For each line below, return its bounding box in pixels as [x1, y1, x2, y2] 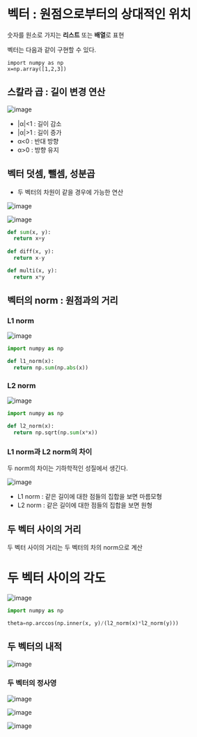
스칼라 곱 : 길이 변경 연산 [7, 86, 106, 98]
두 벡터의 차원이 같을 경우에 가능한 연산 [17, 187, 124, 196]
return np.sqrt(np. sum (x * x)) [13, 429, 98, 436]
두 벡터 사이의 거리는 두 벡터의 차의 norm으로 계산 [7, 543, 143, 552]
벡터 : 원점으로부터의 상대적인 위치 [7, 6, 191, 22]
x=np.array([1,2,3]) [7, 65, 68, 72]
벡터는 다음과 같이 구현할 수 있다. [7, 45, 97, 54]
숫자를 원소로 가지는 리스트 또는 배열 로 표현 [7, 31, 125, 39]
